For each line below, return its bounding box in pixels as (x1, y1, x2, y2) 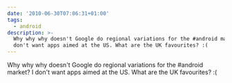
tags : (7, 16, 23, 23)
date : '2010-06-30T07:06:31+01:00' (7, 10, 110, 17)
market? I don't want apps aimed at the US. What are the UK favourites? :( (7, 68, 217, 76)
